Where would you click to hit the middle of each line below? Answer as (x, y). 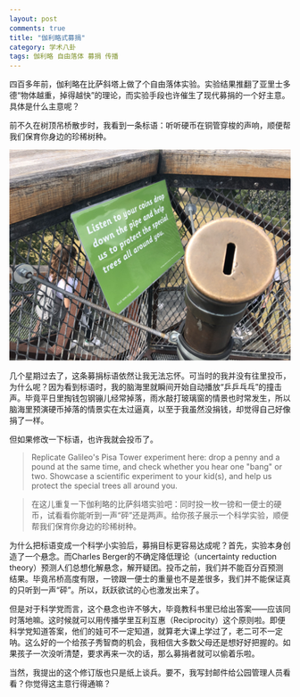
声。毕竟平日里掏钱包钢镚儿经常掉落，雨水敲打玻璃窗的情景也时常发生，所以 (150, 398)
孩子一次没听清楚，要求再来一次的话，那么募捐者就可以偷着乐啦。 (138, 654)
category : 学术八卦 (43, 47)
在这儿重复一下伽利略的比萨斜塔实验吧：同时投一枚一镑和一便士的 (152, 504)
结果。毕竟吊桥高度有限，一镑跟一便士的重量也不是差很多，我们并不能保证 (146, 579)
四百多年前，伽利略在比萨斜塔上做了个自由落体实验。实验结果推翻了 (134, 84)
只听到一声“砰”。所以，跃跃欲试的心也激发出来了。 (110, 590)
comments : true (37, 28)
